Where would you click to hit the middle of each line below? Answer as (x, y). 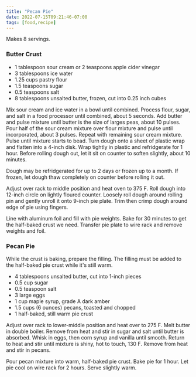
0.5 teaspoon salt (35, 288)
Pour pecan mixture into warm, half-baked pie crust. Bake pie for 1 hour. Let (97, 361)
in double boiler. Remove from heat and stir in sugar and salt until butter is (95, 331)
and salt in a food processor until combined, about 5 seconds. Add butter (94, 116)
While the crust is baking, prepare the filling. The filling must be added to (94, 259)
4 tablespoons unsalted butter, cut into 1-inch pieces (78, 276)
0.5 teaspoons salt (37, 92)
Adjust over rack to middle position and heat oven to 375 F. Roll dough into (96, 188)
